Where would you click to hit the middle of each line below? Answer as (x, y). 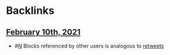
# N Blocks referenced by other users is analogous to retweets (89, 46)
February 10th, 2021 (43, 32)
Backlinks (30, 11)
